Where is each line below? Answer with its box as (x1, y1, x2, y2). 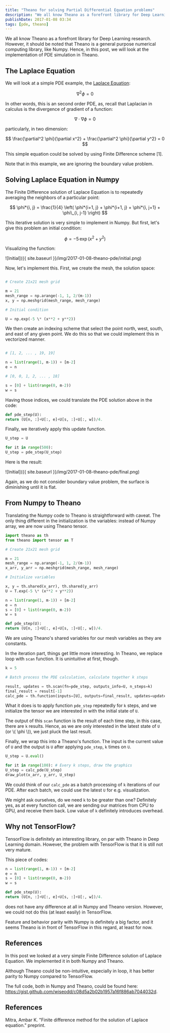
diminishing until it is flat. (5, 484, 57, 490)
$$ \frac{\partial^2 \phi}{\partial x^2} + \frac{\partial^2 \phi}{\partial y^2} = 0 (5, 135, 165, 141)
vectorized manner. (5, 336, 46, 342)
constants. (5, 640, 27, 646)
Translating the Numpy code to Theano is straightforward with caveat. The (5, 512, 161, 518)
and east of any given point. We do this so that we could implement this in (5, 331, 159, 337)
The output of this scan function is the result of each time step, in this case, (5, 718, 162, 724)
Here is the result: (5, 459, 42, 465)
